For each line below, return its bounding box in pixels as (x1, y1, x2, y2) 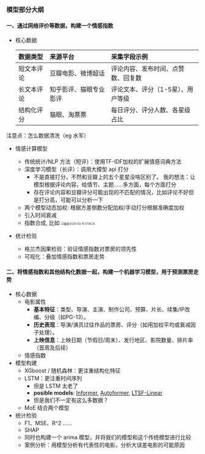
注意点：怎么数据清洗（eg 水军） (6, 132, 90, 139)
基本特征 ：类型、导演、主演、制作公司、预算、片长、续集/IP (33, 306, 185, 313)
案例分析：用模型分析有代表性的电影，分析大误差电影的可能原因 (24, 441, 185, 448)
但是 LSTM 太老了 (33, 382, 78, 390)
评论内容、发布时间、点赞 (110, 64, 185, 73)
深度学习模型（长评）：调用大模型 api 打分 (24, 165, 129, 173)
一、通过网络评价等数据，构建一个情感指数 (6, 21, 113, 29)
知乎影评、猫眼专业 (49, 85, 105, 94)
